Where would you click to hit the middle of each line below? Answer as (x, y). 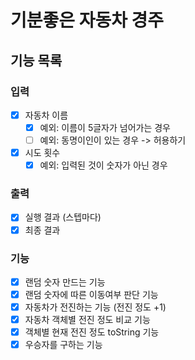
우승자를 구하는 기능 (63, 345)
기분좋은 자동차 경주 (87, 20)
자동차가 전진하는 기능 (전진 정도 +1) (95, 307)
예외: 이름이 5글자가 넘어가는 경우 (105, 127)
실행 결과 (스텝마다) (63, 217)
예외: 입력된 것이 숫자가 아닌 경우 (103, 165)
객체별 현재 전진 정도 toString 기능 (92, 332)
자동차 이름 (46, 115)
